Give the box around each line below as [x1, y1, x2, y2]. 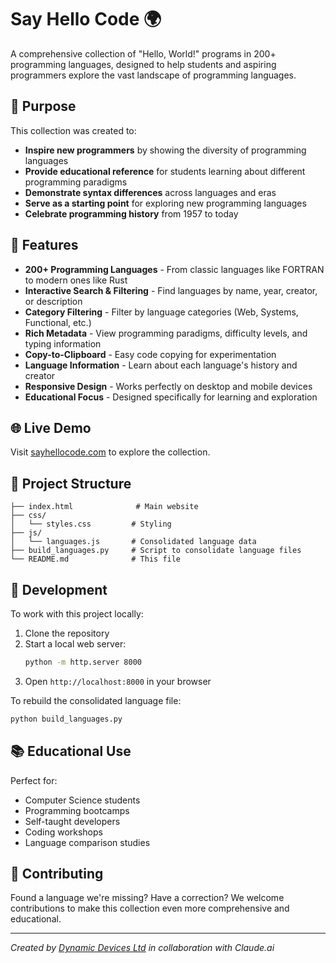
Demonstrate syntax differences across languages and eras [24, 186, 277, 198]
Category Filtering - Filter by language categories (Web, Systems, [24, 306, 299, 318]
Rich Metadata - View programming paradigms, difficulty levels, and [24, 327, 308, 339]
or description [24, 295, 83, 307]
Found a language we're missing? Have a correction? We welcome [10, 892, 285, 904]
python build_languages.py [10, 714, 123, 724]
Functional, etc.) [24, 316, 92, 328]
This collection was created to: [10, 124, 137, 136]
